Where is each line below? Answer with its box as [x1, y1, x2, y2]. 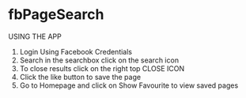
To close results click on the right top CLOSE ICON [19, 63, 185, 73]
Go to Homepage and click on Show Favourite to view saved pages [19, 81, 239, 90]
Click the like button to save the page [19, 72, 141, 81]
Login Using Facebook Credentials [19, 47, 133, 56]
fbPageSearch [8, 6, 104, 24]
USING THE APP [8, 32, 62, 41]
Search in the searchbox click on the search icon [19, 55, 180, 65]
